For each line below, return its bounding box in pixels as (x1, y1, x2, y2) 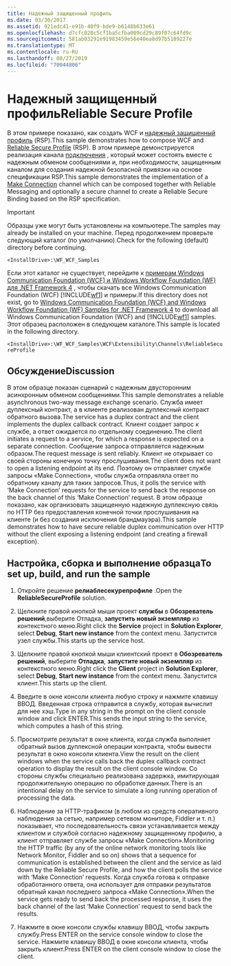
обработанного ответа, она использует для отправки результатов (16, 881, 212, 889)
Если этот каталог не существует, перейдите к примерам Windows (7, 268, 205, 276)
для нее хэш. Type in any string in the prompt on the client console (16, 707, 206, 716)
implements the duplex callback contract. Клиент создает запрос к (7, 420, 199, 428)
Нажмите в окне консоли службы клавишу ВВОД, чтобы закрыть (16, 923, 210, 932)
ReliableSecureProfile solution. (16, 594, 107, 602)
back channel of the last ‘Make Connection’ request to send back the (16, 903, 213, 911)
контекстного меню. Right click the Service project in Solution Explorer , (16, 622, 223, 630)
